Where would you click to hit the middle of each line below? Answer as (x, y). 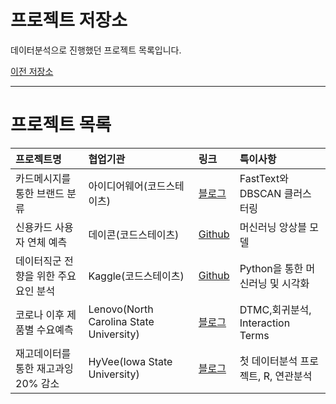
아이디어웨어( (118, 186)
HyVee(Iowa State (130, 361)
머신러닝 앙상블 (273, 227)
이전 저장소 (32, 71)
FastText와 (264, 178)
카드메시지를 (43, 178)
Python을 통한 (271, 268)
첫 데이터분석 (268, 361)
